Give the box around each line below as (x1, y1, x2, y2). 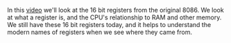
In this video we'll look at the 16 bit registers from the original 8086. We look (7, 6, 224, 14)
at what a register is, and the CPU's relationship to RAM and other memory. (7, 13, 222, 21)
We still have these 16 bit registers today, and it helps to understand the (7, 21, 212, 28)
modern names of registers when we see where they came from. (7, 28, 193, 36)
